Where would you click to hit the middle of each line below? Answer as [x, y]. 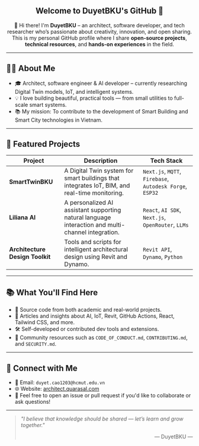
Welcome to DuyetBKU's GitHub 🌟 [99, 11]
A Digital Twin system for [99, 171]
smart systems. [48, 105]
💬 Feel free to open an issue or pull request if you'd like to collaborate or [103, 396]
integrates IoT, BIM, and [97, 186]
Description [101, 161]
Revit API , [158, 249]
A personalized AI [89, 203]
